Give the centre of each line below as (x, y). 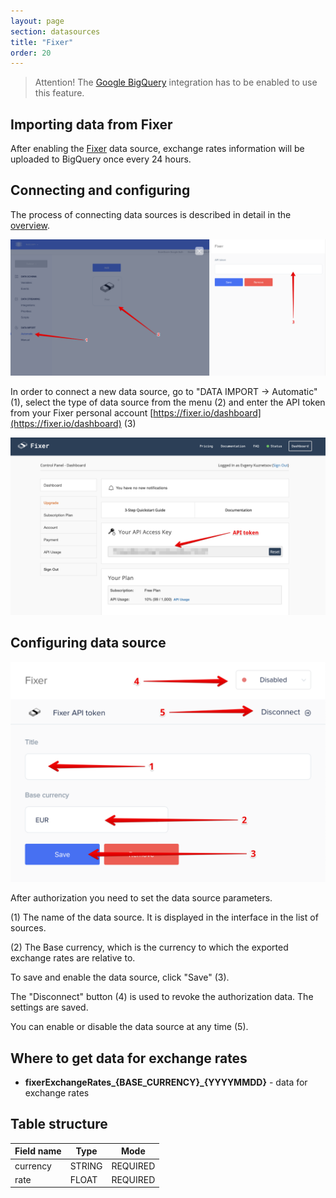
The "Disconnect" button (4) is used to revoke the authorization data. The (162, 997)
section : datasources (55, 31)
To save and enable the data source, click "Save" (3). (120, 977)
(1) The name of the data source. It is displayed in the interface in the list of (164, 917)
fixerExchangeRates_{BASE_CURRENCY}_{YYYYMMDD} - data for (166, 1082)
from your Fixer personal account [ (82, 413)
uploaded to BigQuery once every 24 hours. (101, 159)
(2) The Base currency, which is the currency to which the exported (149, 947)
